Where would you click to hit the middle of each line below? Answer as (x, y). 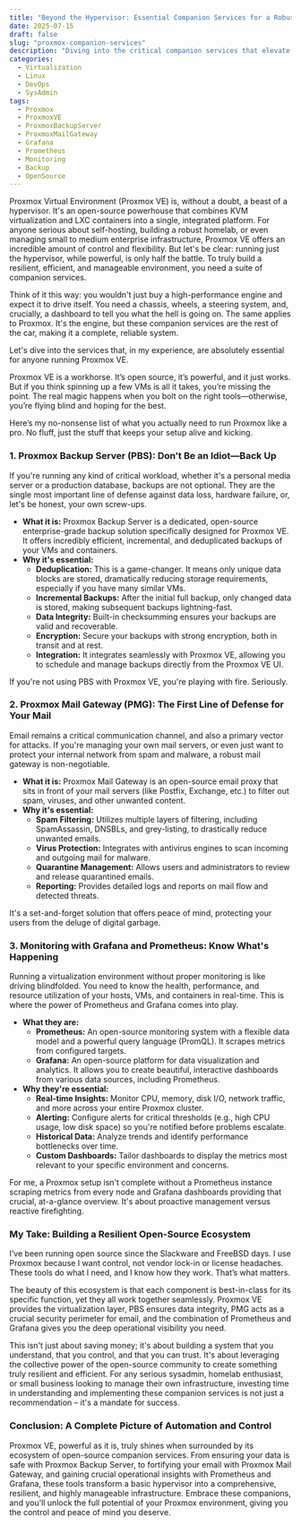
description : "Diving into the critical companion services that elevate (150, 51)
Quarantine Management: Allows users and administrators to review (163, 866)
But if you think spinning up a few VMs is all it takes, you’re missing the (140, 387)
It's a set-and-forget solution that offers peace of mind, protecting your (141, 913)
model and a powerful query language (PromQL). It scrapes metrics (160, 1041)
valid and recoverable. (77, 626)
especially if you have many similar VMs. (111, 588)
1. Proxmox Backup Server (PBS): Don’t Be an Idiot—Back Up (143, 456)
